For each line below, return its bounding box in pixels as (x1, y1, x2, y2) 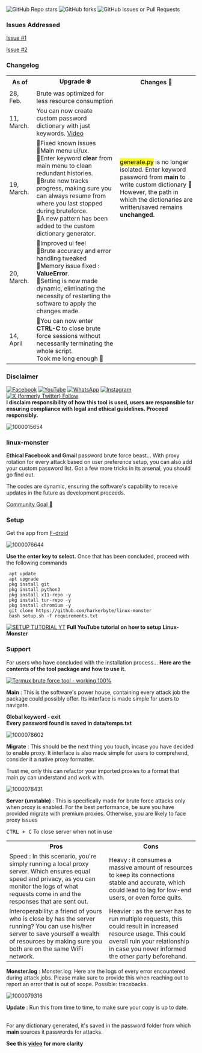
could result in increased (109, 922, 179, 930)
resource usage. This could (109, 930, 186, 938)
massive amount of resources (109, 863, 193, 872)
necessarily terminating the (36, 339, 114, 348)
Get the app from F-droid (6, 530, 69, 537)
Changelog (6, 61, 39, 69)
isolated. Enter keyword (120, 165, 186, 173)
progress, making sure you (36, 184, 112, 192)
